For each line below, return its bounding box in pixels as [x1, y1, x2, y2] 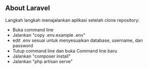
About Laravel [5, 4, 50, 12]
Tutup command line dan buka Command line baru [12, 48, 117, 54]
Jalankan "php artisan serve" [12, 58, 73, 64]
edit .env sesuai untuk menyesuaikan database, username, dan [12, 37, 143, 43]
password [12, 42, 34, 49]
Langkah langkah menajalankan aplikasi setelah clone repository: [5, 17, 139, 23]
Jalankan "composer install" [12, 53, 71, 59]
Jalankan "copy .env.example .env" [12, 32, 86, 38]
